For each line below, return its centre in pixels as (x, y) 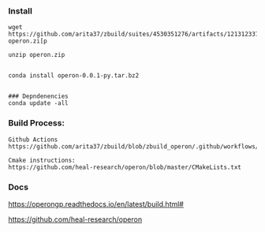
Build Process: (37, 123)
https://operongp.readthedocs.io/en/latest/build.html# (96, 204)
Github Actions (33, 140)
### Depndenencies (38, 96)
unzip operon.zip (37, 55)
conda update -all (38, 103)
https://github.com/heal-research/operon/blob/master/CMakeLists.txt (125, 167)
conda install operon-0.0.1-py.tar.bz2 (74, 76)
